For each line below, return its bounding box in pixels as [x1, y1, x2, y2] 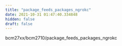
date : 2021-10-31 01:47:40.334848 [5, 12, 78, 17]
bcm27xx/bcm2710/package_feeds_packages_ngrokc [5, 35, 117, 41]
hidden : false [5, 16, 35, 21]
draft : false [5, 21, 33, 26]
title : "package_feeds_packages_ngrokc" [5, 7, 92, 12]
